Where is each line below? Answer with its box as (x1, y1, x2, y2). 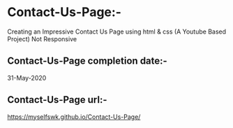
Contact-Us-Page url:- (7, 94, 107, 106)
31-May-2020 (7, 73, 47, 82)
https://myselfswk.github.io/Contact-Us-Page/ (7, 113, 141, 121)
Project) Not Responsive (7, 34, 77, 43)
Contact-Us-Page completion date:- (7, 55, 167, 67)
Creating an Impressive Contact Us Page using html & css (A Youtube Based (7, 27, 227, 36)
